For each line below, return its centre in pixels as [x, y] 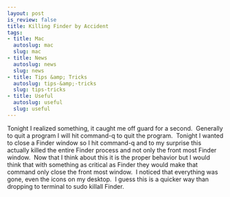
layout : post [26, 13]
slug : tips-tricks [40, 90]
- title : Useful [30, 96]
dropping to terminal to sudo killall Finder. [66, 186]
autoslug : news [35, 64]
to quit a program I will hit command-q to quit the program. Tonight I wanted [115, 135]
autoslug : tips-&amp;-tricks [55, 83]
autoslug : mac [33, 45]
